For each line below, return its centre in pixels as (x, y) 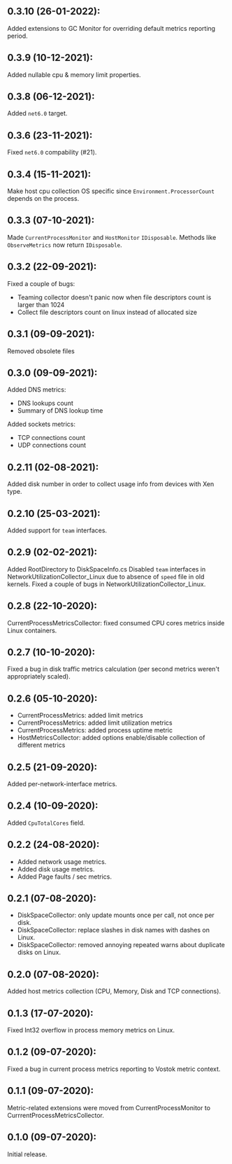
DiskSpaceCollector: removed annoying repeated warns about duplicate (121, 945)
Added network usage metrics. (62, 861)
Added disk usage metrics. (56, 869)
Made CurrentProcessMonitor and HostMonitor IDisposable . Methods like (112, 237)
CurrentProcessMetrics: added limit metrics (80, 716)
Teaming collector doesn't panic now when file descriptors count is (114, 297)
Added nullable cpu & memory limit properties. (74, 74)
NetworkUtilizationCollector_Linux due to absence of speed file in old (106, 576)
